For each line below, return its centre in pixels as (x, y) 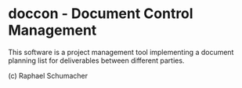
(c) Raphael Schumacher (48, 75)
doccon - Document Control (101, 14)
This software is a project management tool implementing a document (121, 52)
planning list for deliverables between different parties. (96, 60)
